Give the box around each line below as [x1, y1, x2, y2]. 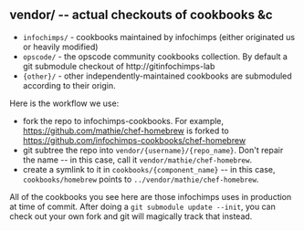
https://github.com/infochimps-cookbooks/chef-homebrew [22, 134, 246, 145]
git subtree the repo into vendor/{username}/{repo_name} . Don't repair [22, 144, 284, 155]
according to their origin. [22, 79, 116, 90]
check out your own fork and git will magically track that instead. [9, 210, 253, 222]
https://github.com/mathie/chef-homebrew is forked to [22, 125, 230, 136]
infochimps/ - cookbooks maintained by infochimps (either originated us [22, 31, 295, 42]
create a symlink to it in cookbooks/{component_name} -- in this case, [22, 163, 276, 174]
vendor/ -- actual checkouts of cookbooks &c [9, 7, 273, 23]
